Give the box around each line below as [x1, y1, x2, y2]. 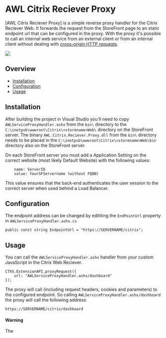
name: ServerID [14, 167, 46, 172]
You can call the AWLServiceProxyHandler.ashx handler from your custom [5, 254, 154, 260]
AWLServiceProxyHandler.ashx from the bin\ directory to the [5, 121, 127, 127]
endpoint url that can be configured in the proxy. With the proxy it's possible [5, 30, 162, 36]
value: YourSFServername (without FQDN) [14, 171, 99, 176]
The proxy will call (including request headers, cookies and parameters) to [5, 286, 158, 292]
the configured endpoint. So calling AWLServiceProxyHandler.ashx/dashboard [5, 292, 161, 298]
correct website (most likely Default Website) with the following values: [5, 157, 151, 163]
